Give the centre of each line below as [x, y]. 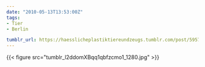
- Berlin [17, 29]
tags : [13, 18]
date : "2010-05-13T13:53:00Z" [45, 12]
